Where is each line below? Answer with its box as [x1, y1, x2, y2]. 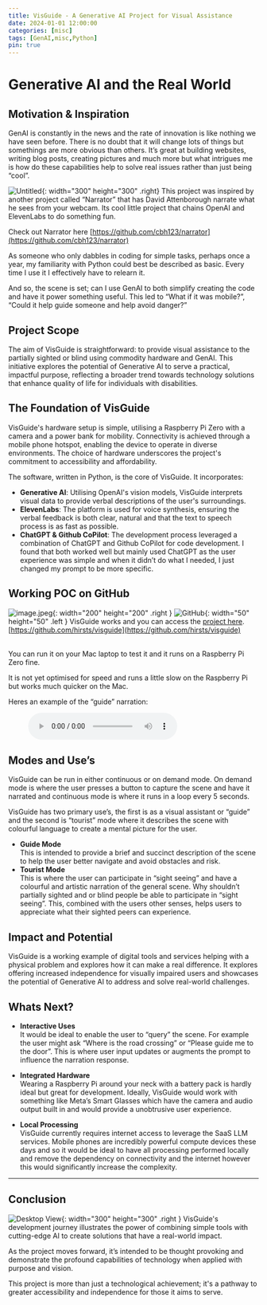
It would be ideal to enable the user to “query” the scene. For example [19, 1030, 250, 1039]
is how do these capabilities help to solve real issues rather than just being [8, 163, 253, 172]
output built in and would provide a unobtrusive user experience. [19, 1105, 232, 1114]
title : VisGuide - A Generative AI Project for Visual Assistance [8, 11, 233, 20]
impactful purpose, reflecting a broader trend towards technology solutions [8, 370, 255, 379]
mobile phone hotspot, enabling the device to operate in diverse [8, 439, 218, 449]
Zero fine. [8, 657, 41, 666]
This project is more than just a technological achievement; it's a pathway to [8, 1279, 257, 1288]
